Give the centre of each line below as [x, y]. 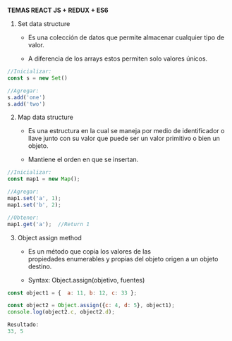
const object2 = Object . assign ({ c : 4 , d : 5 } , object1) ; [91, 306]
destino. [40, 266]
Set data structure [44, 24]
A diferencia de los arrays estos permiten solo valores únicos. [118, 58]
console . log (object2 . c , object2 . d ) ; [61, 312]
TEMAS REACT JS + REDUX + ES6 [58, 10]
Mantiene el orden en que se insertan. [83, 160]
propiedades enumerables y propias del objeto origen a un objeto [123, 259]
